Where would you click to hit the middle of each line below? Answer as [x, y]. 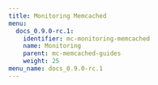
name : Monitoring [52, 46]
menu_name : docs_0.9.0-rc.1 [56, 69]
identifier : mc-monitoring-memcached [87, 38]
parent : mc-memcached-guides [72, 53]
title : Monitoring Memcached [58, 16]
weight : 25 [41, 62]
